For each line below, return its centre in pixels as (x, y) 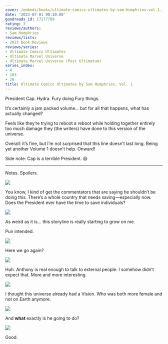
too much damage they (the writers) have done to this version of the (75, 128)
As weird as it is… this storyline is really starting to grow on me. (70, 221)
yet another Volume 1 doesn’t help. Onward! (50, 148)
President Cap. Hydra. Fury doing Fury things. (52, 98)
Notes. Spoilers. (22, 172)
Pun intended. (19, 231)
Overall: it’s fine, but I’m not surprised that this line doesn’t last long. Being (81, 143)
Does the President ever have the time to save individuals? (65, 202)
